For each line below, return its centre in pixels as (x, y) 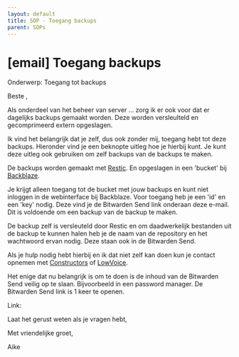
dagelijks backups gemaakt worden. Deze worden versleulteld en (103, 118)
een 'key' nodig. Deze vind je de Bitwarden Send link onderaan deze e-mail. (118, 205)
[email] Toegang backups (84, 62)
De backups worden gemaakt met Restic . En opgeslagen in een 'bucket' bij (117, 168)
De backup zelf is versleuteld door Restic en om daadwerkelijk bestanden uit (119, 226)
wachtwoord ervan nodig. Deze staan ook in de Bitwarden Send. (102, 241)
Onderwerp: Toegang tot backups (57, 82)
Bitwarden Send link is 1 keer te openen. (66, 292)
